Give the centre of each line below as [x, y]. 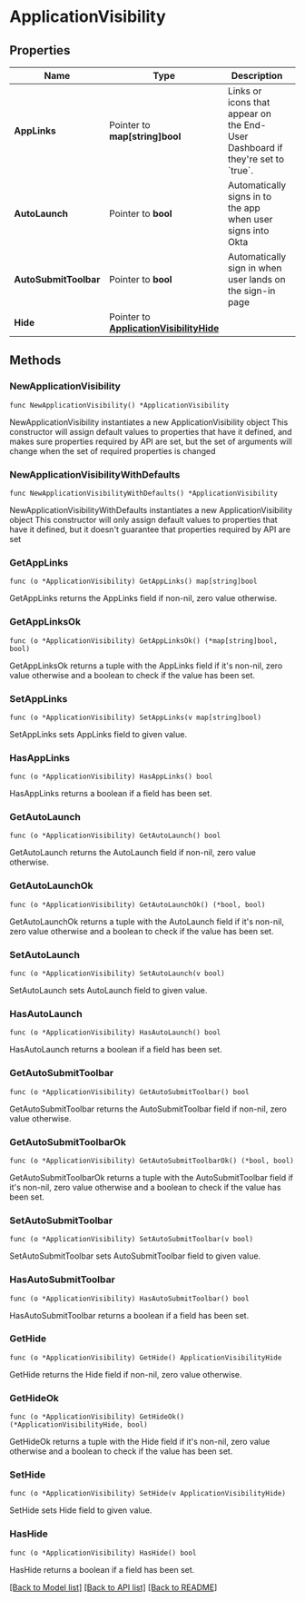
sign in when [255, 268]
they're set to [256, 159]
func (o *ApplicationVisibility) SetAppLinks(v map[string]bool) [135, 717]
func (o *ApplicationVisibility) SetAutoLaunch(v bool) [117, 973]
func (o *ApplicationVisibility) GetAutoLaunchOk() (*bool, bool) [138, 904]
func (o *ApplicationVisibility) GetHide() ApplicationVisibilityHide [146, 1358]
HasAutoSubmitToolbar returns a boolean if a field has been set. [129, 1315]
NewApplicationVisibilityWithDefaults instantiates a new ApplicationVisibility [151, 509]
